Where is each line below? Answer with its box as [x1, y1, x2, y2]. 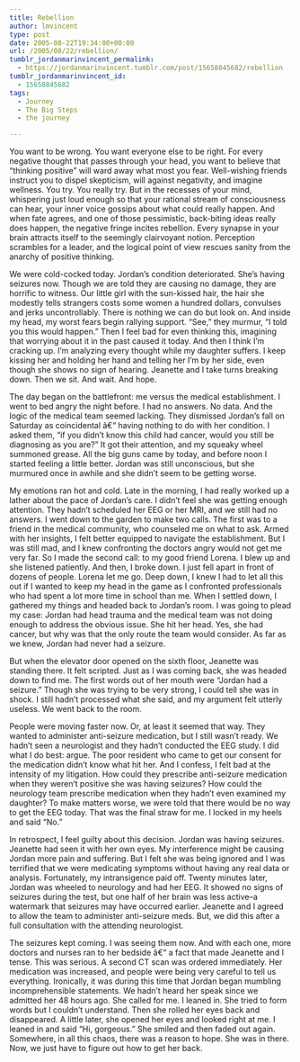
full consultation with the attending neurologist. [9, 920, 184, 931]
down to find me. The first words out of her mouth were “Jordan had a [9, 675, 268, 686]
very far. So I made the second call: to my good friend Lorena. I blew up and [9, 553, 291, 563]
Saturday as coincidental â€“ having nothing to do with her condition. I [9, 420, 270, 431]
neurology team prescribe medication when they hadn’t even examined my [9, 788, 287, 799]
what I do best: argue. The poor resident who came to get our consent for [9, 750, 282, 760]
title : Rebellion [9, 13, 75, 22]
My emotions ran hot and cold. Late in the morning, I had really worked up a [9, 485, 290, 496]
